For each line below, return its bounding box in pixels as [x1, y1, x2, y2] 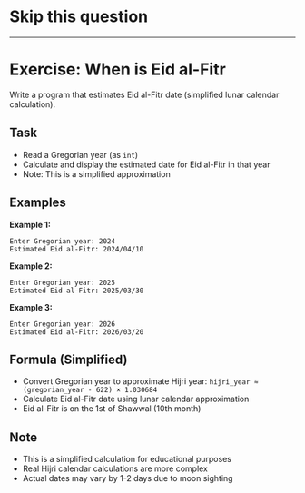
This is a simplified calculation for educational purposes [22, 454, 231, 465]
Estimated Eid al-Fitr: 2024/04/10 [9, 244, 144, 253]
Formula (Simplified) [9, 351, 128, 367]
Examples [9, 195, 66, 211]
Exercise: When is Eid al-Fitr [9, 59, 227, 80]
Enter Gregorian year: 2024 [9, 236, 116, 246]
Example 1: [9, 219, 52, 230]
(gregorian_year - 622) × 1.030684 [22, 386, 158, 395]
